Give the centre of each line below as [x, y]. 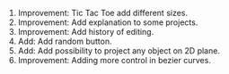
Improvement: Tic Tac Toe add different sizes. [103, 13]
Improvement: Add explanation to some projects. [108, 22]
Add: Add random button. [65, 41]
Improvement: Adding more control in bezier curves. [114, 60]
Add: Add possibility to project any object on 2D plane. [119, 51]
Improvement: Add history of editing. [86, 32]
